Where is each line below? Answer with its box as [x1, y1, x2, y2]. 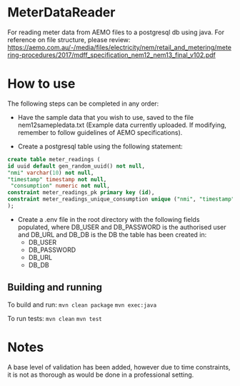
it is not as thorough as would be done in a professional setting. [7, 370, 194, 379]
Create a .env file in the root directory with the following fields [17, 215, 200, 223]
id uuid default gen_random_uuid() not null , [7, 162, 145, 170]
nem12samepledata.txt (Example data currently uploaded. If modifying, [17, 121, 227, 129]
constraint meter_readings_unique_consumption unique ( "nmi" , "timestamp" [7, 195, 235, 203]
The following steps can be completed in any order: [7, 99, 159, 108]
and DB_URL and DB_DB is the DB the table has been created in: [17, 230, 207, 239]
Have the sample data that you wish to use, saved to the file [17, 113, 194, 121]
